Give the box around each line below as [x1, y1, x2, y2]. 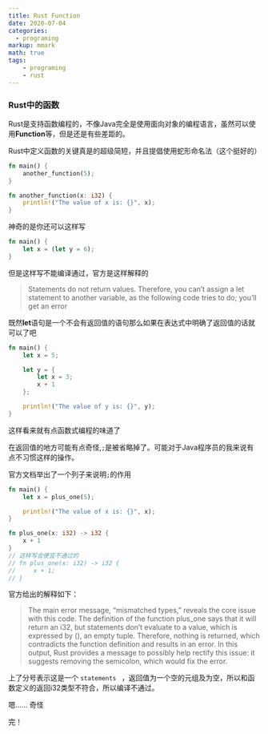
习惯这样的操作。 [22, 452, 78, 462]
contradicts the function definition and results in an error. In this [27, 639, 238, 649]
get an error [27, 301, 68, 311]
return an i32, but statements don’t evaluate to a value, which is [27, 623, 238, 632]
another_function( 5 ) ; [22, 169, 94, 177]
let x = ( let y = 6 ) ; [22, 245, 94, 253]
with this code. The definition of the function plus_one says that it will [27, 614, 257, 623]
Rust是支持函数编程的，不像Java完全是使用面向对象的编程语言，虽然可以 [8, 119, 250, 128]
